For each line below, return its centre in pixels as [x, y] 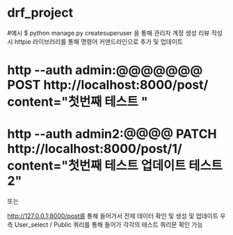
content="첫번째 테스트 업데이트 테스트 [115, 166]
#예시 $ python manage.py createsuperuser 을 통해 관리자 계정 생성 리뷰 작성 [115, 33]
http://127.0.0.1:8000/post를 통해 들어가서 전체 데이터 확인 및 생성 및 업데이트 [113, 216]
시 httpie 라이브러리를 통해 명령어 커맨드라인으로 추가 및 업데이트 [95, 41]
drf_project [40, 13]
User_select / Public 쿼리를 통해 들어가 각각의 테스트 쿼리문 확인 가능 [109, 225]
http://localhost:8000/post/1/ [95, 149]
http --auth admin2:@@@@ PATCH [112, 134]
